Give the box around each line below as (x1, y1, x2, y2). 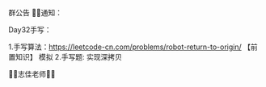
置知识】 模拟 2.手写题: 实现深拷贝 (8, 52, 123, 61)
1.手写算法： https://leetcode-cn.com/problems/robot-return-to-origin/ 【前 (8, 42, 258, 52)
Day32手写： (8, 25, 52, 35)
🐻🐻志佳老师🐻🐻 (8, 69, 56, 79)
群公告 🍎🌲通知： (8, 8, 63, 17)
